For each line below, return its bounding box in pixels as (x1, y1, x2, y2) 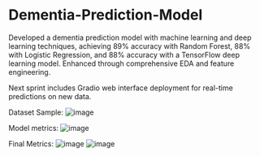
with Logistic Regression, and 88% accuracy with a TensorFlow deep (8, 50, 240, 59)
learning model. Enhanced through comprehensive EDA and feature (8, 59, 235, 68)
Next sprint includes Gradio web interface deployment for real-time (8, 83, 233, 93)
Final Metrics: (8, 138, 54, 148)
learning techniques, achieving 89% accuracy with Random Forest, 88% (8, 41, 250, 50)
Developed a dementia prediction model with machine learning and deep (8, 33, 252, 42)
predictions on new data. (8, 91, 92, 101)
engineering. (8, 67, 51, 76)
